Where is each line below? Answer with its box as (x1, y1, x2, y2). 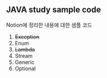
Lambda (14, 46, 35, 53)
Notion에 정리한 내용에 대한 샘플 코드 (6, 21, 92, 29)
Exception (14, 33, 40, 40)
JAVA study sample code (6, 5, 101, 15)
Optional (14, 65, 36, 72)
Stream (14, 52, 33, 59)
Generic (14, 58, 34, 65)
